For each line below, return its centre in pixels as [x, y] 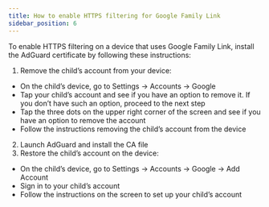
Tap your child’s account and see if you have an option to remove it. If [135, 94]
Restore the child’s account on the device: [89, 153]
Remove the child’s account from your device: [96, 70]
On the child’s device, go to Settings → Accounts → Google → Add [130, 168]
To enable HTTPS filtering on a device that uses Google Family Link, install [131, 46]
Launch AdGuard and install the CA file [84, 144]
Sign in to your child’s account [70, 185]
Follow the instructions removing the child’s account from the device [133, 129]
